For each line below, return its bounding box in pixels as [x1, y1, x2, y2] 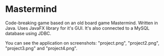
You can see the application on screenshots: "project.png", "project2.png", [5, 40, 159, 46]
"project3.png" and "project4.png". [5, 45, 78, 51]
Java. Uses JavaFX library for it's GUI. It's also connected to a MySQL [5, 25, 149, 31]
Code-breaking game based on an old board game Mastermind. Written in [5, 20, 158, 26]
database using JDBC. [5, 30, 52, 36]
